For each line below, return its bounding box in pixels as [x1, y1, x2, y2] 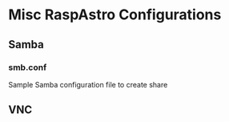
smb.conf [8, 62, 47, 73]
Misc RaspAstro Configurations [8, 6, 222, 24]
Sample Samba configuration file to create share [8, 79, 168, 89]
